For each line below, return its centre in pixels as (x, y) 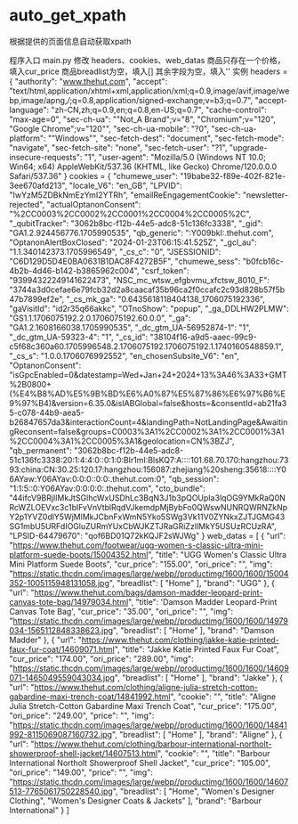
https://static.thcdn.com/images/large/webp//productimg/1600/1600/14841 (150, 725)
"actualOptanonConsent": (94, 204)
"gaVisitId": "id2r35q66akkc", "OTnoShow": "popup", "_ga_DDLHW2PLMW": (149, 308)
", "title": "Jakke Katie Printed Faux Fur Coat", (197, 649)
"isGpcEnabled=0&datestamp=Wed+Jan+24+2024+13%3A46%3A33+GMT (148, 374)
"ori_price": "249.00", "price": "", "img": (82, 715)
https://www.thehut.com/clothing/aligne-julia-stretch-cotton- (146, 687)
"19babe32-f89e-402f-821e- (233, 175)
